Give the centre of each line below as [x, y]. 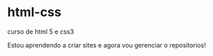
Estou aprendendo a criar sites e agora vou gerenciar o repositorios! [107, 45]
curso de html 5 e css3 [41, 31]
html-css [34, 12]
